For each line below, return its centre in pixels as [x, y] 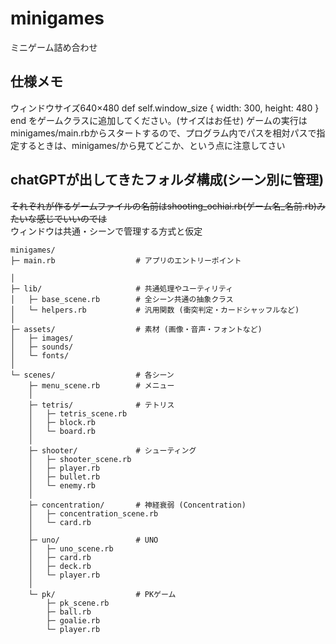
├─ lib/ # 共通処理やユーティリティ [122, 288]
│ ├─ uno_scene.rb [71, 548]
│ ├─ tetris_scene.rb [78, 413]
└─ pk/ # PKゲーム [102, 594]
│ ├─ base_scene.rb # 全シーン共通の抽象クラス [122, 299]
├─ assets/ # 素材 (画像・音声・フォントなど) [136, 329]
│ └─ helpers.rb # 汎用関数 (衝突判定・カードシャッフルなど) [155, 310]
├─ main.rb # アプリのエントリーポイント [126, 260]
